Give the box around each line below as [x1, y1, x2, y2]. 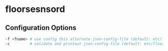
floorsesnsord [5, 3, 65, 15]
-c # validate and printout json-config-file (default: [5, 41, 142, 46]
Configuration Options [5, 23, 76, 32]
